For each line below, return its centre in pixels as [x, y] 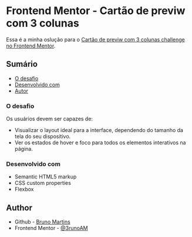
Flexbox [24, 189]
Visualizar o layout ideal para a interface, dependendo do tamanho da [99, 130]
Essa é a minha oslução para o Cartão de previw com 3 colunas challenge [95, 39]
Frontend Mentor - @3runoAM [51, 228]
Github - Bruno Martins [42, 222]
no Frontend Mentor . [31, 46]
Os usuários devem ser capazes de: [49, 119]
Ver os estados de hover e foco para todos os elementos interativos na [100, 143]
